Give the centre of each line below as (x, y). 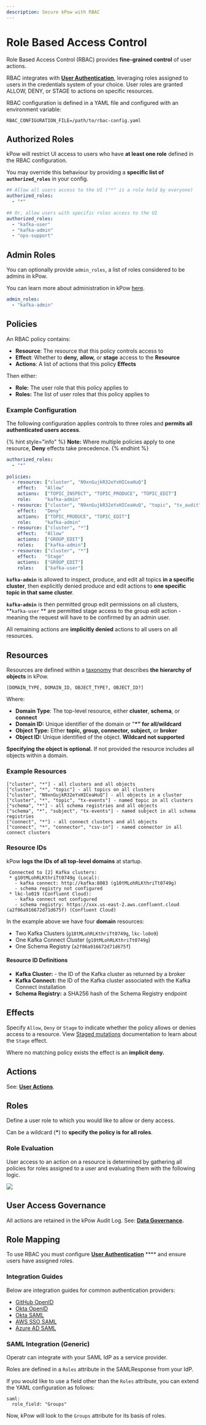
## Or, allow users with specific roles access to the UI (82, 213)
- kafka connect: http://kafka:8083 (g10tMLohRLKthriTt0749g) (95, 883)
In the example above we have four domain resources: (75, 921)
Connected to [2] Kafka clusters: (53, 872)
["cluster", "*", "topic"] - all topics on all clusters (81, 789)
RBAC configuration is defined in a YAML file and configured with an (93, 102)
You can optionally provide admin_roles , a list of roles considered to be (96, 270)
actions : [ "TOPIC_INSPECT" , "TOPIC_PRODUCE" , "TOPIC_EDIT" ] (97, 494)
